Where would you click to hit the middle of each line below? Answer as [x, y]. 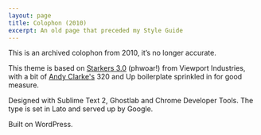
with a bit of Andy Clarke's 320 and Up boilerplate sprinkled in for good [125, 77]
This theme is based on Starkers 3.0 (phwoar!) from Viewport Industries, [127, 68]
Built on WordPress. [41, 125]
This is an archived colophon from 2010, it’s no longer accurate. [113, 53]
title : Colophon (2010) [48, 23]
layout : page [30, 15]
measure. [24, 85]
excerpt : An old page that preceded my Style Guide [95, 30]
